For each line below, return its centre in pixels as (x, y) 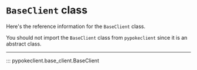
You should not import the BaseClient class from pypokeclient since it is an (97, 37)
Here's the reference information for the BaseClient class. (76, 26)
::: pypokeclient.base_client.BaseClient (53, 60)
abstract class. (24, 44)
